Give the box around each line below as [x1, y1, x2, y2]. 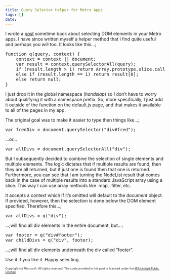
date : [5, 17, 17, 22]
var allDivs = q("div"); [5, 213, 67, 219]
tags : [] [5, 12, 24, 17]
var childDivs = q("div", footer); [5, 237, 94, 243]
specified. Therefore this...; [5, 203, 62, 209]
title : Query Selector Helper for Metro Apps [5, 7, 103, 13]
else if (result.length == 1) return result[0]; [16, 71, 139, 77]
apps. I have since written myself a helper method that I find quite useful [5, 36, 156, 42]
